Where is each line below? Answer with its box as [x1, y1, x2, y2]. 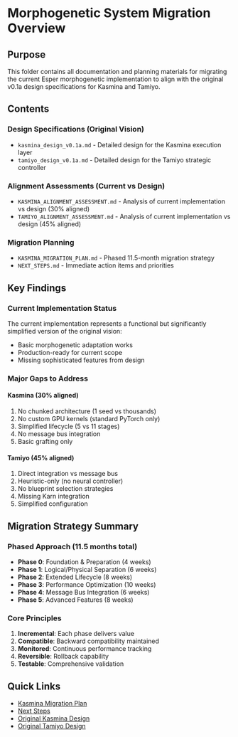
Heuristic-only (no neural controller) [17, 477, 124, 485]
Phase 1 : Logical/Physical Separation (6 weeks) [17, 565, 157, 573]
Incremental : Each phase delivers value [17, 630, 135, 638]
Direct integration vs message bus [17, 470, 119, 478]
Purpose [7, 48, 46, 60]
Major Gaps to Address [7, 373, 89, 383]
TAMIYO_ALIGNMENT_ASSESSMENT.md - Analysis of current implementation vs [17, 212, 231, 221]
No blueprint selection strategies [17, 484, 114, 493]
